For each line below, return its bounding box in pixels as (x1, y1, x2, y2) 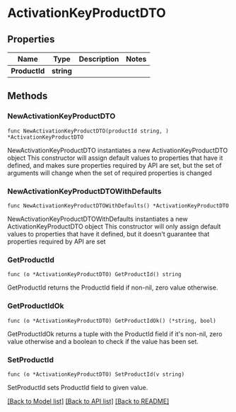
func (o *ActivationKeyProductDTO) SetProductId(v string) (7, 370, 185, 378)
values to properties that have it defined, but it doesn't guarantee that (7, 229, 210, 238)
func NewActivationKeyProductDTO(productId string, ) (7, 127, 170, 135)
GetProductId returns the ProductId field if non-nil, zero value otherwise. (7, 283, 218, 292)
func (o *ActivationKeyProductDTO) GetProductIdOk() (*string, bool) (7, 317, 217, 324)
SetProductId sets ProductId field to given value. (7, 383, 148, 391)
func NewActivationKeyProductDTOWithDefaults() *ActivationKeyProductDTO (7, 202, 230, 210)
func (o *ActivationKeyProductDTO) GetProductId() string (7, 271, 182, 278)
